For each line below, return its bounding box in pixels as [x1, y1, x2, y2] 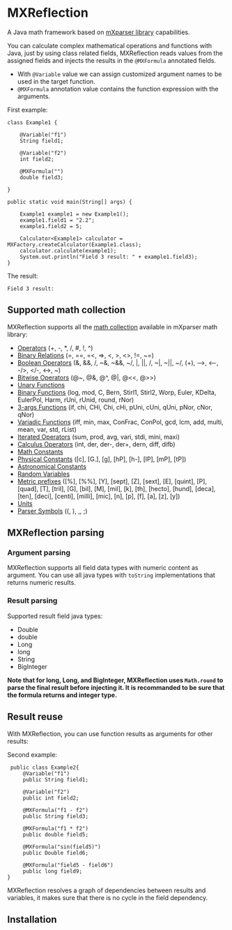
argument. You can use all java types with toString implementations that [7, 571, 216, 580]
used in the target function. [17, 77, 95, 85]
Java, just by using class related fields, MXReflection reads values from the [7, 49, 223, 57]
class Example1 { [7, 119, 58, 126]
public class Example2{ [10, 764, 79, 771]
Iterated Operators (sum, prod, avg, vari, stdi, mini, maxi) [17, 433, 180, 441]
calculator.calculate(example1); [20, 247, 117, 254]
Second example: [7, 750, 58, 758]
